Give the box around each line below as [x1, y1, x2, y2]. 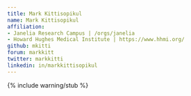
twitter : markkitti [7, 56, 64, 63]
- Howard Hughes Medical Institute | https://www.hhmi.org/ [7, 36, 185, 43]
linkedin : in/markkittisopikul [7, 62, 98, 69]
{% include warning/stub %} [7, 81, 89, 89]
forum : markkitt [7, 49, 54, 56]
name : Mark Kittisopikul [7, 17, 79, 24]
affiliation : [7, 23, 45, 30]
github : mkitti [7, 42, 51, 49]
